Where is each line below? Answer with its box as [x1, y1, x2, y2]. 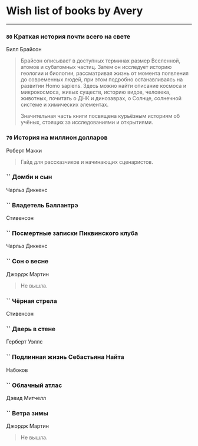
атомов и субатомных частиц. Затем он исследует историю [20, 64, 172, 71]
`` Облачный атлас [6, 381, 62, 389]
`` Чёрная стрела [6, 296, 57, 305]
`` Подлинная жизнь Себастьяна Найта [6, 353, 125, 361]
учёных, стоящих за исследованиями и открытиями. [20, 119, 153, 126]
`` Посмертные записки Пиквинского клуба [6, 229, 138, 237]
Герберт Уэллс [6, 338, 43, 345]
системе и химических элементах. [20, 101, 109, 108]
